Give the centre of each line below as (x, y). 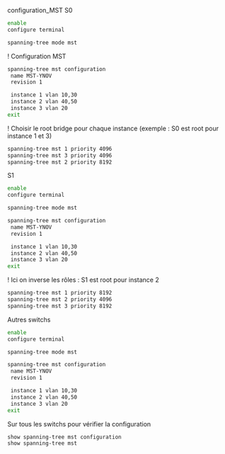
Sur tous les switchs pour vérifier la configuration (79, 424)
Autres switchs (29, 319)
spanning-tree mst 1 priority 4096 (60, 149)
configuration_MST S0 (40, 10)
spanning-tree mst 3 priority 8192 (60, 306)
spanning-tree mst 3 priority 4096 (60, 155)
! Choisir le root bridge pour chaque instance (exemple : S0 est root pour (113, 128)
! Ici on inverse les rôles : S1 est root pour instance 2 (83, 280)
